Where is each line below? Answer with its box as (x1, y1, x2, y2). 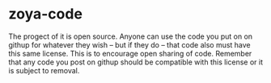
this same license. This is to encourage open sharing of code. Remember (8, 48, 252, 58)
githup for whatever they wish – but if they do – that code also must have (8, 39, 251, 49)
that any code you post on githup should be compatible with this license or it (8, 57, 264, 67)
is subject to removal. (8, 65, 80, 75)
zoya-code (8, 5, 83, 23)
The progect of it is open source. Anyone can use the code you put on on (8, 31, 253, 41)
